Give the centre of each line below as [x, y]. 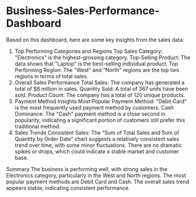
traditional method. [37, 126]
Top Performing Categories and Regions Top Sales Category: [89, 51]
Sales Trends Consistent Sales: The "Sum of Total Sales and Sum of [97, 132]
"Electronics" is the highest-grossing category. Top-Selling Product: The [102, 57]
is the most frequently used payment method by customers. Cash [94, 107]
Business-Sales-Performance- [83, 11]
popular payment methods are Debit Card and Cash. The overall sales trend [98, 182]
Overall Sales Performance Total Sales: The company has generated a [99, 82]
